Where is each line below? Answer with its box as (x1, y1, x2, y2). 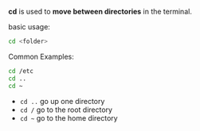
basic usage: (8, 22, 50, 31)
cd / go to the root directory (19, 105, 113, 114)
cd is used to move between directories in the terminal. (8, 7, 193, 16)
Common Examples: (8, 52, 74, 61)
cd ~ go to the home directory (19, 113, 118, 122)
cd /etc (8, 67, 34, 75)
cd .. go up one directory (19, 96, 105, 106)
